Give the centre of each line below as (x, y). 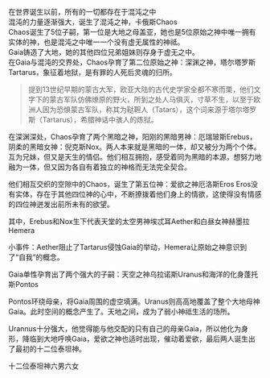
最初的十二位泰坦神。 (50, 349)
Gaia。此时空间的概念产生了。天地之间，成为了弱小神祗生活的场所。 (121, 312)
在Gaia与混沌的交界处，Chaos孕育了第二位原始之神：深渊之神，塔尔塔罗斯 (132, 62)
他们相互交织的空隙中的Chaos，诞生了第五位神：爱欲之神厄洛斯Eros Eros (130, 184)
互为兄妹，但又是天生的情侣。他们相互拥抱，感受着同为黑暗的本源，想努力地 (135, 157)
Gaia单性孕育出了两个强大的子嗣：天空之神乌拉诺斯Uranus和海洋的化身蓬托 (133, 274)
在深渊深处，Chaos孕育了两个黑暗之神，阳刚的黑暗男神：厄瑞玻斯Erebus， (133, 137)
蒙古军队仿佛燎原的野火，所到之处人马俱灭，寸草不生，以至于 (151, 100)
